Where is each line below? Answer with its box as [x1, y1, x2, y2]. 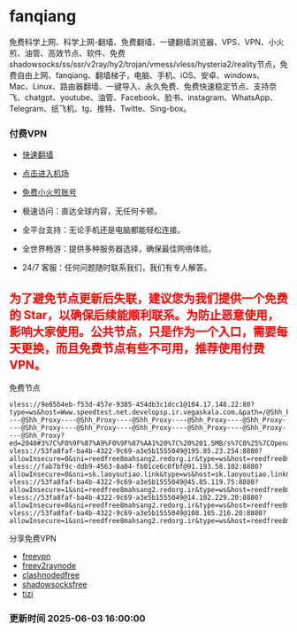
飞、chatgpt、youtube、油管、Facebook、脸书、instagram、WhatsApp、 [9, 91, 278, 103]
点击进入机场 [21, 168, 69, 179]
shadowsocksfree [21, 579, 88, 590]
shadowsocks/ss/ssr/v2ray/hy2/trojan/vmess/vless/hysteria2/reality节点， [9, 59, 280, 69]
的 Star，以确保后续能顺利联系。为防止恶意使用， [9, 308, 280, 323]
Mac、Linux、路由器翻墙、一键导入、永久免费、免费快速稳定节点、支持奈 [9, 81, 278, 91]
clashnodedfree [21, 570, 80, 581]
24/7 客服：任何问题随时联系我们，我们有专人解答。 [21, 262, 212, 273]
